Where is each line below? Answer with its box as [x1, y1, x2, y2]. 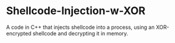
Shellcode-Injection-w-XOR [6, 4, 146, 18]
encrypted [6, 29, 31, 37]
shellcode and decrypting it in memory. [32, 29, 129, 37]
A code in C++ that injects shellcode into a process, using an [6, 24, 155, 31]
